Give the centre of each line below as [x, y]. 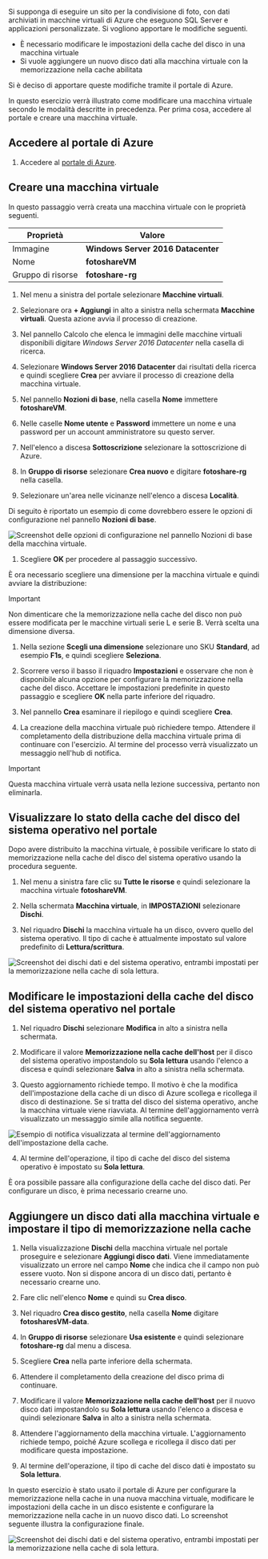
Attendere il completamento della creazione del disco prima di [122, 1377]
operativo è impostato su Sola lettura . [82, 1167]
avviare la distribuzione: [48, 583]
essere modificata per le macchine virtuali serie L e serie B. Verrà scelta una [134, 622]
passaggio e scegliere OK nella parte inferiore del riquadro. [118, 696]
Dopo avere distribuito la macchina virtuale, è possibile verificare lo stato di [132, 850]
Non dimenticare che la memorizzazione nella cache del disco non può [125, 614]
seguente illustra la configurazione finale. [76, 1524]
